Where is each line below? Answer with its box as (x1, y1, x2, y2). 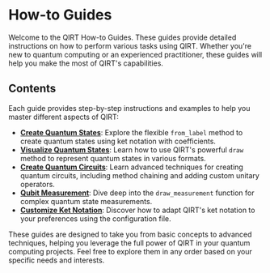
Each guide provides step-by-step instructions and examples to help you (8, 103, 251, 113)
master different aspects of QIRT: (8, 112, 120, 122)
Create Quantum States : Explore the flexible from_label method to (19, 127, 243, 137)
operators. (19, 179, 55, 189)
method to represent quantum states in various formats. (19, 153, 206, 163)
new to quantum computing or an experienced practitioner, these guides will (8, 49, 263, 59)
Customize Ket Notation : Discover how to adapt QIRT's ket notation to (19, 205, 255, 215)
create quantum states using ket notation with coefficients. (19, 136, 217, 146)
